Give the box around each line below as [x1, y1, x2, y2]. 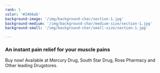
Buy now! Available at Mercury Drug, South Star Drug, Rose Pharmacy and [5, 57, 156, 63]
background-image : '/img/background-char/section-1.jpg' [5, 16, 124, 21]
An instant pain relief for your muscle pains [5, 46, 110, 53]
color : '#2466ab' [5, 12, 41, 17]
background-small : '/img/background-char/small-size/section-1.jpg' [5, 26, 148, 31]
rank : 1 [5, 7, 21, 12]
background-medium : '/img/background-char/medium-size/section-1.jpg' [5, 21, 153, 26]
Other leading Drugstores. [5, 63, 58, 69]
